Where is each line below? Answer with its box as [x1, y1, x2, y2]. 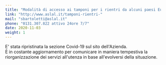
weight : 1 [5, 30, 26, 35]
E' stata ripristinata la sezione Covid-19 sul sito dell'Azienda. [5, 44, 127, 49]
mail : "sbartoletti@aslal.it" [5, 16, 68, 21]
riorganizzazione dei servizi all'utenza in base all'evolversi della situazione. [5, 54, 158, 60]
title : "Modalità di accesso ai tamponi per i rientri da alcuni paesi [5, 7, 156, 12]
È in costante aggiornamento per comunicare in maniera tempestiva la [5, 49, 148, 55]
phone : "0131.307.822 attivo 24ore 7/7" [5, 21, 90, 26]
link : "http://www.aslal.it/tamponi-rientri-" [5, 12, 103, 17]
